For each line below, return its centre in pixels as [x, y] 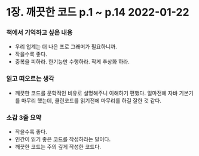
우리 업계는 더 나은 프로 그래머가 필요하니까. [66, 47]
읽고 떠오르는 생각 [30, 79]
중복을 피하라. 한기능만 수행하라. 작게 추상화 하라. [72, 62]
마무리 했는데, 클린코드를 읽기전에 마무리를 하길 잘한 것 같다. [91, 100]
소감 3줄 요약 [24, 118]
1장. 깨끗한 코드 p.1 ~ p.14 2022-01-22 [98, 12]
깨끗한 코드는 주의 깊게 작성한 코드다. [58, 147]
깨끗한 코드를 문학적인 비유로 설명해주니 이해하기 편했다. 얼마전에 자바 [96, 93]
